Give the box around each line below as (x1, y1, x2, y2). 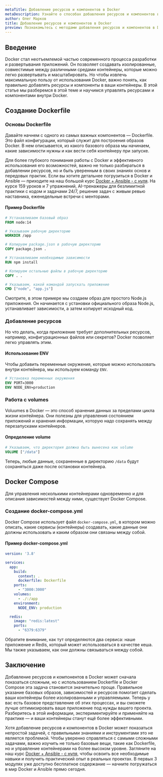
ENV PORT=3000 (5, 380, 34, 385)
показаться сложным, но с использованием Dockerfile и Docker (5, 679, 138, 685)
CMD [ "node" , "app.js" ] (5, 286, 53, 291)
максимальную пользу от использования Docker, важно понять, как (5, 76, 147, 83)
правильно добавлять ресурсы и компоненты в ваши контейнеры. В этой (5, 82, 158, 88)
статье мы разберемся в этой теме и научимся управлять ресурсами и (5, 87, 154, 93)
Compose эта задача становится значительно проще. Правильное (5, 684, 143, 690)
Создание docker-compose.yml (5, 508, 83, 514)
